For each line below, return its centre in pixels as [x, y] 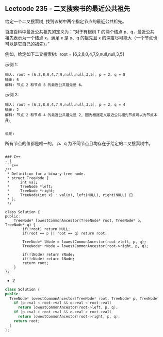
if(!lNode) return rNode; [49, 254]
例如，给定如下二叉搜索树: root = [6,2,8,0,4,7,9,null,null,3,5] [65, 54]
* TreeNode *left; [30, 186]
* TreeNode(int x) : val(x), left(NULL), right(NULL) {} [70, 195]
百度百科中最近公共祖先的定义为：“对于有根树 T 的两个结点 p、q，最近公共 [80, 32]
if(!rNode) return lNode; [49, 259]
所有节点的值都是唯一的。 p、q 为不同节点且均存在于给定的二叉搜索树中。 [79, 143]
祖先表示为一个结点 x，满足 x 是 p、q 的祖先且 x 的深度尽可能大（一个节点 [79, 37]
